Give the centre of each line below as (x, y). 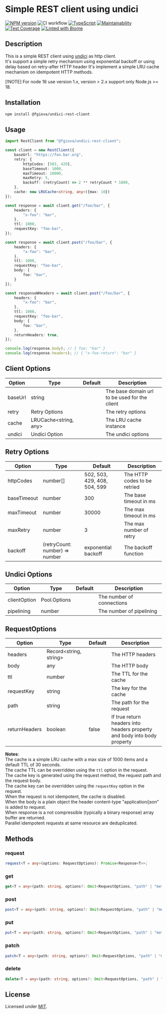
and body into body (134, 736)
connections (113, 603)
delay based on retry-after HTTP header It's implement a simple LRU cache (82, 66)
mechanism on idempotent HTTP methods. (49, 72)
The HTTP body (130, 666)
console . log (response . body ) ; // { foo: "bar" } (55, 349)
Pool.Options (56, 600)
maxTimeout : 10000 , (43, 173)
